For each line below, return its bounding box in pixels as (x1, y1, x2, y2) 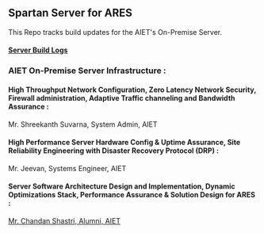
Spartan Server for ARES (8, 6, 133, 20)
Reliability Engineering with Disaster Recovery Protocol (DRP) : (8, 146, 220, 155)
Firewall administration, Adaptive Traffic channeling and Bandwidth (8, 93, 235, 102)
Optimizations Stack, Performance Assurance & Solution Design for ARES (8, 190, 256, 200)
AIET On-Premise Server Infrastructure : (8, 65, 166, 76)
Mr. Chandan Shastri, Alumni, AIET (8, 216, 121, 225)
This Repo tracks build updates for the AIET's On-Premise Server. (8, 27, 223, 36)
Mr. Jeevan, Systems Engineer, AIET (8, 163, 127, 173)
